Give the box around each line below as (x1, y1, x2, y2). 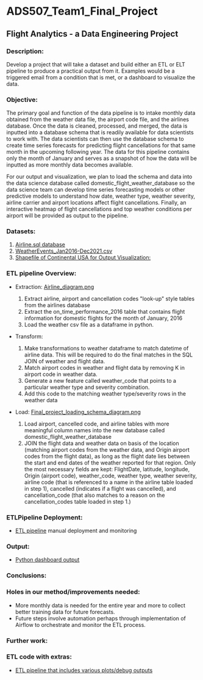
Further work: (6, 636, 48, 645)
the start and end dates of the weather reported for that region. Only (24, 459, 196, 466)
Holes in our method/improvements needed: (6, 588, 140, 596)
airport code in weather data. (24, 371, 98, 378)
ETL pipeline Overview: (6, 269, 77, 278)
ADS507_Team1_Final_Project (6, 4, 158, 18)
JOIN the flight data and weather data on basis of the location (24, 439, 180, 447)
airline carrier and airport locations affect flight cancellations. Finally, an (6, 199, 187, 206)
